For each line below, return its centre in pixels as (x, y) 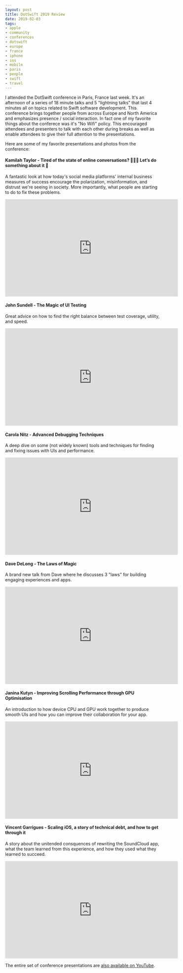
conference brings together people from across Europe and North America (81, 113)
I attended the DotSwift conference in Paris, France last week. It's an (75, 97)
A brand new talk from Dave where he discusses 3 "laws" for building (76, 575)
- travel (14, 83)
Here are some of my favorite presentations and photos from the (71, 143)
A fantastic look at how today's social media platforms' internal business (79, 177)
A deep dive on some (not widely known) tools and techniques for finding (80, 445)
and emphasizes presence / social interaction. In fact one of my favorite (78, 118)
